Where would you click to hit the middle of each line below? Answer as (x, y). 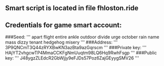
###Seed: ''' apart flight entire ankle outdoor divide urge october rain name (82, 37)
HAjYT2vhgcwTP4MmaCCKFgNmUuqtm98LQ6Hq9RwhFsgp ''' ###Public (81, 53)
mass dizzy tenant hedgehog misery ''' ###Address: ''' (61, 42)
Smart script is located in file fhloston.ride (72, 8)
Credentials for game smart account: (63, 25)
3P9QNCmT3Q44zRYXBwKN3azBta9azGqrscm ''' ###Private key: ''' (76, 48)
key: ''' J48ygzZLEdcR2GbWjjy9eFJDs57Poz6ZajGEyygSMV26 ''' (72, 58)
